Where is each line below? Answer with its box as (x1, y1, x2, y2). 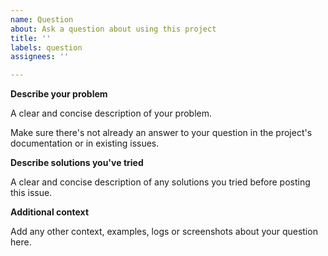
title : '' (10, 33, 52, 43)
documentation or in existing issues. (10, 137, 160, 150)
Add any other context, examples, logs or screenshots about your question (10, 226, 318, 238)
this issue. (10, 187, 53, 199)
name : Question (10, 14, 74, 25)
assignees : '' (10, 52, 70, 62)
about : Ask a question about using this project (10, 24, 217, 34)
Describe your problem (10, 88, 108, 100)
